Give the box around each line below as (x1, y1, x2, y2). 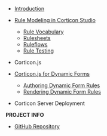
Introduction (14, 5, 45, 12)
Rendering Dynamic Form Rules (23, 88, 101, 95)
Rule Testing (23, 47, 54, 54)
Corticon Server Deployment (14, 100, 85, 107)
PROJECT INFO (5, 112, 44, 118)
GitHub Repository (14, 123, 60, 130)
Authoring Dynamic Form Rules (23, 82, 100, 89)
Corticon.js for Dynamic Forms (14, 70, 90, 77)
